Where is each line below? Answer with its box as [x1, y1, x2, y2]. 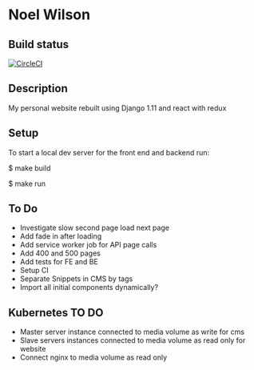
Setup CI [19, 266, 50, 275]
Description [8, 82, 68, 95]
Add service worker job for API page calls [19, 240, 157, 250]
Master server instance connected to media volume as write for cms [19, 327, 245, 337]
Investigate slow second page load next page [19, 223, 170, 233]
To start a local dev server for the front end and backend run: [8, 147, 210, 157]
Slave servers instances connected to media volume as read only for [19, 336, 246, 345]
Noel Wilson [8, 6, 90, 24]
